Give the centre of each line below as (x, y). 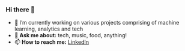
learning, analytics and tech (49, 29)
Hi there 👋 (20, 10)
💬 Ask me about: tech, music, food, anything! (71, 35)
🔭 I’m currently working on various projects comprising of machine (97, 23)
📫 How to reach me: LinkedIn (52, 42)
